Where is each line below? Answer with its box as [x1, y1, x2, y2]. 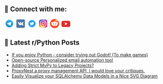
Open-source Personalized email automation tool [11, 57, 113, 63]
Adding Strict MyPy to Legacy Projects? [11, 62, 94, 68]
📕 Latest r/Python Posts [4, 38, 80, 47]
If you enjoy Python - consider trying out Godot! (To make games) [11, 51, 148, 57]
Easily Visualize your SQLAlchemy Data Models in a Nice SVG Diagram [11, 73, 158, 79]
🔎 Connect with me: [4, 5, 67, 13]
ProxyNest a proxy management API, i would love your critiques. [11, 67, 145, 73]
